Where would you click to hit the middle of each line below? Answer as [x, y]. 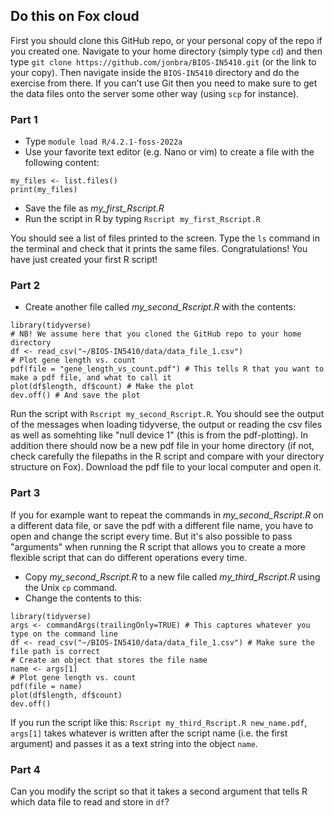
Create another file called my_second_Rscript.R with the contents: [160, 307]
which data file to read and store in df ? [90, 802]
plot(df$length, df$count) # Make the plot [102, 387]
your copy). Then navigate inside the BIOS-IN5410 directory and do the [155, 72]
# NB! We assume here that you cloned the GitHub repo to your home [156, 334]
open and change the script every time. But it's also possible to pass [151, 536]
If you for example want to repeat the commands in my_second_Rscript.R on [167, 515]
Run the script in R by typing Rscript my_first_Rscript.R [142, 219]
